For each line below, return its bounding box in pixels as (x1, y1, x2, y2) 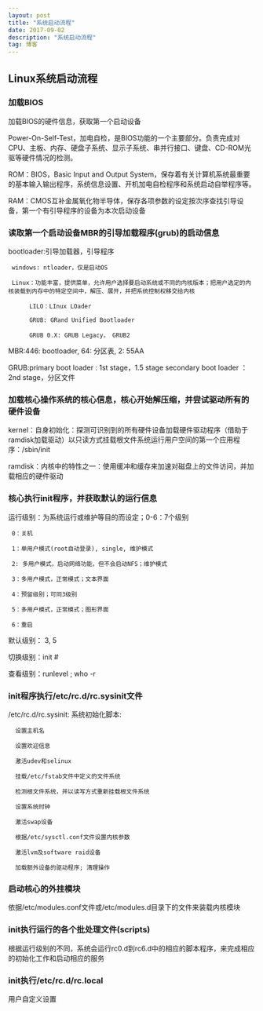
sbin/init (24, 445, 51, 454)
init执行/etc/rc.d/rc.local (8, 975, 104, 986)
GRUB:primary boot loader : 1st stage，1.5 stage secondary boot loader (8, 363, 239, 373)
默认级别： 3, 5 (8, 635, 57, 644)
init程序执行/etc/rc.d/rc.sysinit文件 (8, 690, 143, 701)
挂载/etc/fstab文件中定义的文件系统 (15, 772, 121, 780)
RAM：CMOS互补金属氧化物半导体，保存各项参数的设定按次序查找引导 (8, 195, 237, 205)
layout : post (8, 11, 51, 20)
